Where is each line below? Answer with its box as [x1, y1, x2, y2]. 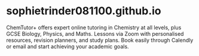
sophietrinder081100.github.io [6, 4, 161, 18]
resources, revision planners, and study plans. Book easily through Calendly [6, 36, 194, 43]
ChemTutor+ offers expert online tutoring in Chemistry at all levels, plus [6, 24, 182, 31]
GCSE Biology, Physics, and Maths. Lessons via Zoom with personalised [6, 30, 184, 37]
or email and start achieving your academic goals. [6, 43, 130, 50]
